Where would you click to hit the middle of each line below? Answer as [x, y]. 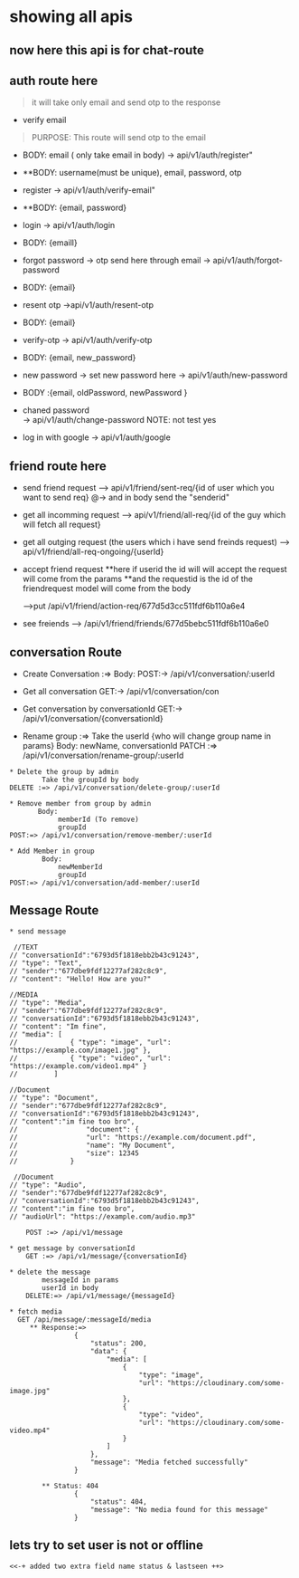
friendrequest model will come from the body [107, 588]
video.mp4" [30, 1430]
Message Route [54, 910]
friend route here [58, 466]
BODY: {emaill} [50, 243]
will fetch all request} [61, 525]
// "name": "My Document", [93, 1145]
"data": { [108, 1351]
